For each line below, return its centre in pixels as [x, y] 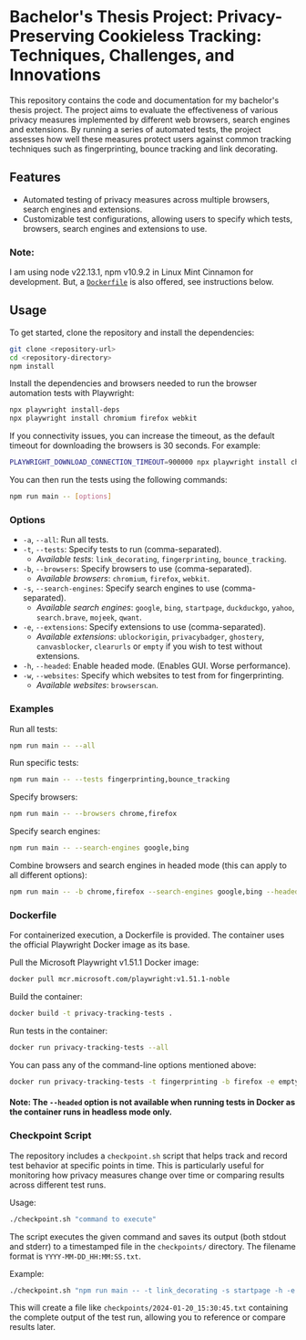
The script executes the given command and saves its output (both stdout [148, 1236]
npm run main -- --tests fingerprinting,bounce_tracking [120, 780]
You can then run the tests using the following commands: [118, 480]
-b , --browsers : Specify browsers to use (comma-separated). [137, 569]
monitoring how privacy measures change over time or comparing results [147, 1175]
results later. [33, 1327]
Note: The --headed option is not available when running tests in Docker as [153, 1103]
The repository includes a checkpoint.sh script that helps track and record [149, 1156]
